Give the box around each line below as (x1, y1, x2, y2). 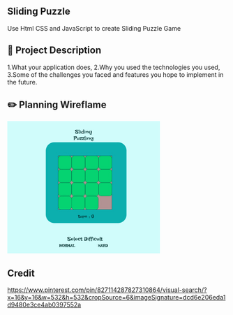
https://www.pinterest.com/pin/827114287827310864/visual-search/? (7, 286, 207, 294)
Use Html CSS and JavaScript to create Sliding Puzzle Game (7, 24, 181, 32)
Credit (7, 267, 35, 279)
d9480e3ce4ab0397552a (7, 300, 82, 309)
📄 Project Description (7, 45, 102, 57)
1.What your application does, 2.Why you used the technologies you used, (7, 63, 220, 71)
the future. (7, 78, 38, 86)
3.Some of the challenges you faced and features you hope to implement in (7, 70, 224, 79)
